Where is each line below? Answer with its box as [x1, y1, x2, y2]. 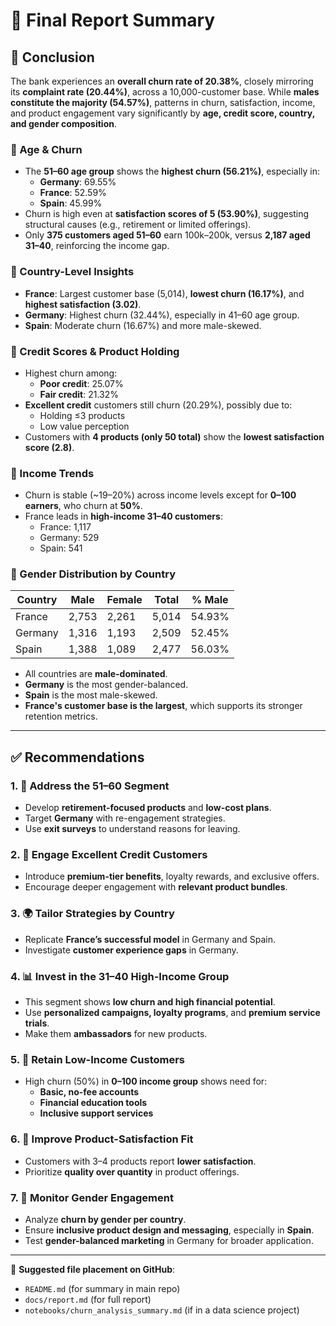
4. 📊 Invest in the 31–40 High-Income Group [10, 969, 230, 983]
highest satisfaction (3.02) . [24, 298, 142, 310]
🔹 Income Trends [10, 466, 95, 480]
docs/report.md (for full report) [24, 1293, 152, 1305]
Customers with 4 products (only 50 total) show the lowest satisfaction [24, 430, 325, 443]
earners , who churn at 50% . [24, 500, 143, 512]
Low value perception [39, 420, 130, 432]
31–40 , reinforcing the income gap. [24, 240, 170, 252]
